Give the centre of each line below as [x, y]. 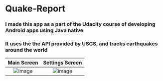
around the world [26, 50]
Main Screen [23, 63]
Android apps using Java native [44, 30]
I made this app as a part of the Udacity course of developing [80, 24]
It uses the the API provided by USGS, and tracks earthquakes [81, 44]
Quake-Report [35, 9]
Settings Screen [63, 63]
